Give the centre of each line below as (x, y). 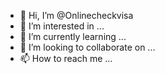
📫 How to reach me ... (66, 58)
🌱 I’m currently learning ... (73, 36)
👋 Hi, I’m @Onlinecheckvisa (76, 15)
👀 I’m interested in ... (62, 26)
